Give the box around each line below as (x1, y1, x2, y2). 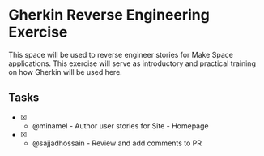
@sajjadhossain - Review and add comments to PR (32, 138, 202, 148)
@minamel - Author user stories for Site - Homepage (32, 120, 209, 131)
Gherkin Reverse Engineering (8, 6, 211, 24)
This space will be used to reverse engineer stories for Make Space (8, 50, 233, 59)
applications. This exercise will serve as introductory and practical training (8, 58, 257, 68)
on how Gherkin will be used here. (8, 67, 123, 76)
